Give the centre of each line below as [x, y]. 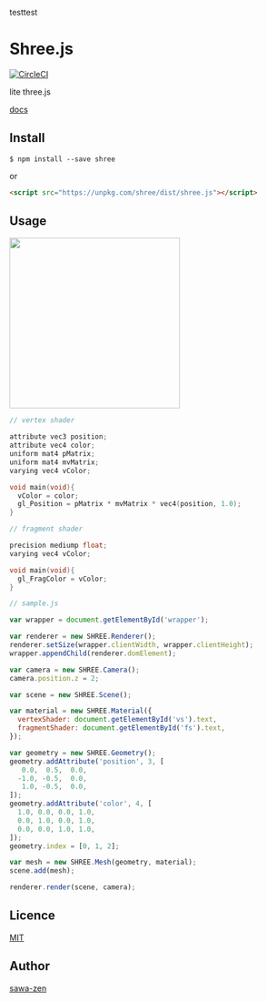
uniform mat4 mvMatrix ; [54, 462]
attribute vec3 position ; [58, 437]
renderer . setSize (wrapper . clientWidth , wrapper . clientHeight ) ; [132, 645]
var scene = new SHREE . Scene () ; [70, 694]
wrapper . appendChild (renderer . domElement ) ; [93, 653]
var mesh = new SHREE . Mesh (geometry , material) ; [103, 863]
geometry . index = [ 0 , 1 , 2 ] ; [64, 846]
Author [30, 966]
